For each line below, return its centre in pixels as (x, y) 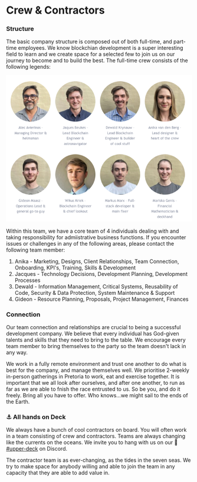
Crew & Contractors (55, 10)
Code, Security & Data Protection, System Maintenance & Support (95, 293)
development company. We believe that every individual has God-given (93, 333)
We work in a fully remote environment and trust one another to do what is (96, 364)
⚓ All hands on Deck (36, 417)
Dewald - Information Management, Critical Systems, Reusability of (96, 286)
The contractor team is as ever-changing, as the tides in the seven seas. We (98, 460)
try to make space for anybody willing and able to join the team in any (91, 467)
